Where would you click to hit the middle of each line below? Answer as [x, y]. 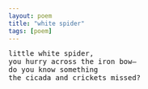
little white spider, [51, 54]
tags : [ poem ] [30, 31]
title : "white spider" [47, 23]
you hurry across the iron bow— [72, 62]
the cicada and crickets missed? [75, 78]
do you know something [53, 70]
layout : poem [30, 16]
